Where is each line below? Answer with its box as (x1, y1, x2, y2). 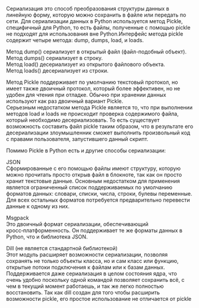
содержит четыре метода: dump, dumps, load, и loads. (6, 37, 144, 43)
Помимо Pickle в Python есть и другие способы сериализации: (6, 147, 166, 154)
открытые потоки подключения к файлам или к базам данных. (6, 264, 165, 271)
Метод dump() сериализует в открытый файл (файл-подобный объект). (6, 48, 187, 55)
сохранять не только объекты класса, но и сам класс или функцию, (6, 257, 179, 264)
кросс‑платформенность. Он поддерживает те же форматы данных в (6, 227, 183, 234)
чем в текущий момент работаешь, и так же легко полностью (6, 282, 164, 290)
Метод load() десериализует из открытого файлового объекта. (6, 61, 165, 68)
